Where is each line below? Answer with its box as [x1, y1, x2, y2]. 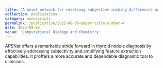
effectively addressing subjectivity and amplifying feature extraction [5, 48, 141, 54]
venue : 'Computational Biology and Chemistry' [5, 30, 101, 34]
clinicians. [5, 59, 25, 64]
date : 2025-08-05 [5, 25, 40, 30]
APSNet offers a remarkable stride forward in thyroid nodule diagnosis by [5, 43, 152, 49]
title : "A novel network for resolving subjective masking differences [5, 7, 153, 12]
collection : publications [5, 12, 57, 17]
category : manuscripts [5, 16, 51, 21]
